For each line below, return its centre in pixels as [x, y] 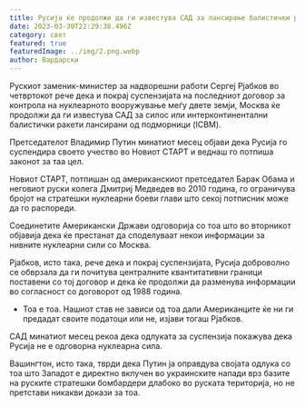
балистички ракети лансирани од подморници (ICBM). [115, 124]
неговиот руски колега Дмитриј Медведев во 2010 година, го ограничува [152, 189]
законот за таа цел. [47, 161]
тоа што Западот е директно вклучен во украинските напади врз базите [150, 373]
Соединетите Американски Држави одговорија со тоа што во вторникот [151, 225]
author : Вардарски [44, 60]
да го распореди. [43, 208]
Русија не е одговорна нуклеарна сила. [86, 346]
